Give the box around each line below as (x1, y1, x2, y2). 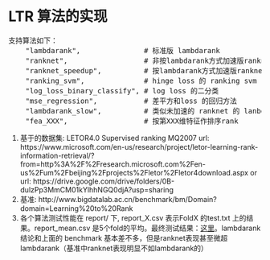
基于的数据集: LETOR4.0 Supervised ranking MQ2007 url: (19, 133, 210, 142)
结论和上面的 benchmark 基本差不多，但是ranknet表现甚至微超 (19, 233, 228, 242)
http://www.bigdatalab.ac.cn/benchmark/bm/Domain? (38, 194, 217, 204)
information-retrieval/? (19, 151, 95, 160)
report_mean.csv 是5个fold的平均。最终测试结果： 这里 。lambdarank (34, 223, 261, 233)
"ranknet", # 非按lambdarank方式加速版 (25, 56, 244, 65)
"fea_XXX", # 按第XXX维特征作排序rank (25, 116, 239, 126)
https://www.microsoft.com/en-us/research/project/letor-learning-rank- (19, 142, 259, 151)
